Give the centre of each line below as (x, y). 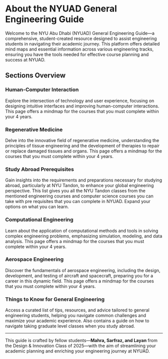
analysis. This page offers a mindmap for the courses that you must (75, 241)
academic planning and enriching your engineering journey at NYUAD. (77, 351)
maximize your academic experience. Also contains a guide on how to (77, 321)
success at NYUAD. (25, 59)
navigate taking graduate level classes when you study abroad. (70, 326)
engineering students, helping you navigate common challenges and (76, 315)
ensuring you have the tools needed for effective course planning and (77, 54)
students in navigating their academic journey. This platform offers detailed (82, 43)
